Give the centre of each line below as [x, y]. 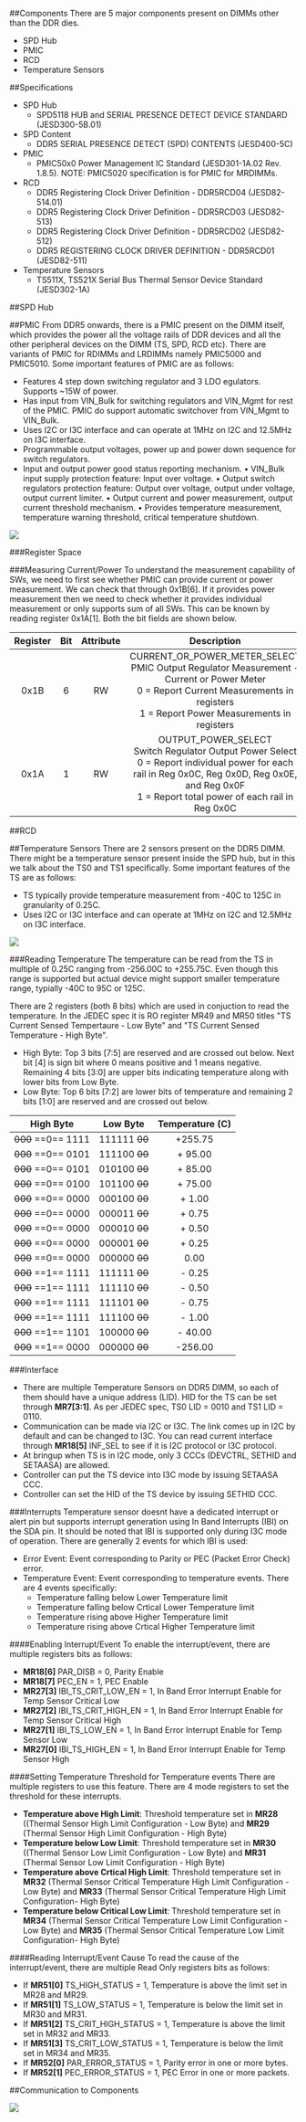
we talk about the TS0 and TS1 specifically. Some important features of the [150, 868]
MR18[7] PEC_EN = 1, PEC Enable [85, 1681]
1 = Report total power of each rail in [215, 797]
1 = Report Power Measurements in [215, 713]
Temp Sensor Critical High [72, 1720]
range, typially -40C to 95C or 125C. [77, 988]
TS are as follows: [43, 877]
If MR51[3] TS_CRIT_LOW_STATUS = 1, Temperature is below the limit [153, 2043]
